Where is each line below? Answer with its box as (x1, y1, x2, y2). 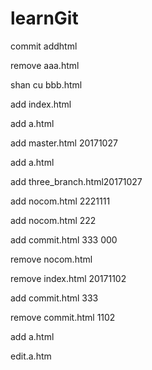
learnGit (10, 7, 79, 30)
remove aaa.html (10, 59, 80, 71)
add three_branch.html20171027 (10, 175, 143, 187)
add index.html (10, 98, 72, 110)
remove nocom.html (10, 253, 93, 265)
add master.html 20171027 (10, 137, 118, 149)
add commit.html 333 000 (10, 233, 118, 246)
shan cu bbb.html (10, 78, 83, 91)
